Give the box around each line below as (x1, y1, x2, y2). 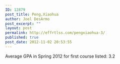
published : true (5, 35, 39, 40)
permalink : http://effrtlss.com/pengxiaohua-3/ (5, 30, 106, 35)
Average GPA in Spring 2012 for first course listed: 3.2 (5, 53, 116, 59)
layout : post (5, 26, 32, 31)
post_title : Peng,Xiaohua (5, 12, 59, 17)
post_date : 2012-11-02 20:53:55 (5, 40, 72, 45)
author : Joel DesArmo (5, 16, 50, 21)
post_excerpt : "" (5, 21, 41, 26)
